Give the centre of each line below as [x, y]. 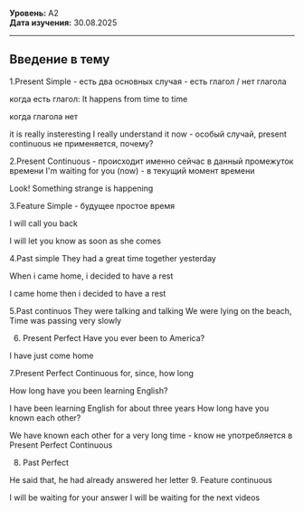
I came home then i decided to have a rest [88, 293]
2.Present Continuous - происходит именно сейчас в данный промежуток [152, 161]
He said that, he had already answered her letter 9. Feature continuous [141, 479]
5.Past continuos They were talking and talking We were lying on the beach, [151, 310]
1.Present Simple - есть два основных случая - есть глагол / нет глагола [148, 81]
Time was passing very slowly [66, 320]
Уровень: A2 [34, 13]
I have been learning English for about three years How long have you [139, 408]
